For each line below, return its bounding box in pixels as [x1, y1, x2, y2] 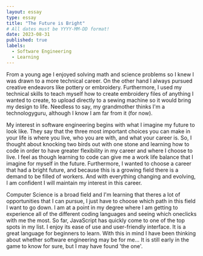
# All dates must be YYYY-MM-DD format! [6, 25, 110, 32]
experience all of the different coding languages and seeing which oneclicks [6, 210, 197, 217]
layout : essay [6, 8, 42, 15]
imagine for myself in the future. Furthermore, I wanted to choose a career [6, 160, 192, 167]
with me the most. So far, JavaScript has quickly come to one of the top [6, 217, 185, 224]
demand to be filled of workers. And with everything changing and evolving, [6, 172, 196, 180]
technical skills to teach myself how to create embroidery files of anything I [6, 90, 194, 97]
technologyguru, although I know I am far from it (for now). [6, 109, 153, 116]
